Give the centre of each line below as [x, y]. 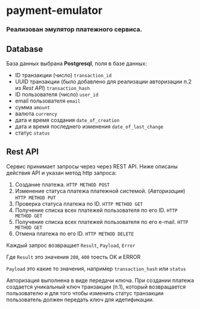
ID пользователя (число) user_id [57, 94]
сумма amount [32, 107]
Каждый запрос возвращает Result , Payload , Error [71, 245]
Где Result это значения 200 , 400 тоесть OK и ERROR [73, 256]
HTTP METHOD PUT [35, 198]
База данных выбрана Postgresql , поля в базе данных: [77, 63]
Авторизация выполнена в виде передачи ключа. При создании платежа [100, 280]
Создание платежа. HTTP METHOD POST [62, 184]
